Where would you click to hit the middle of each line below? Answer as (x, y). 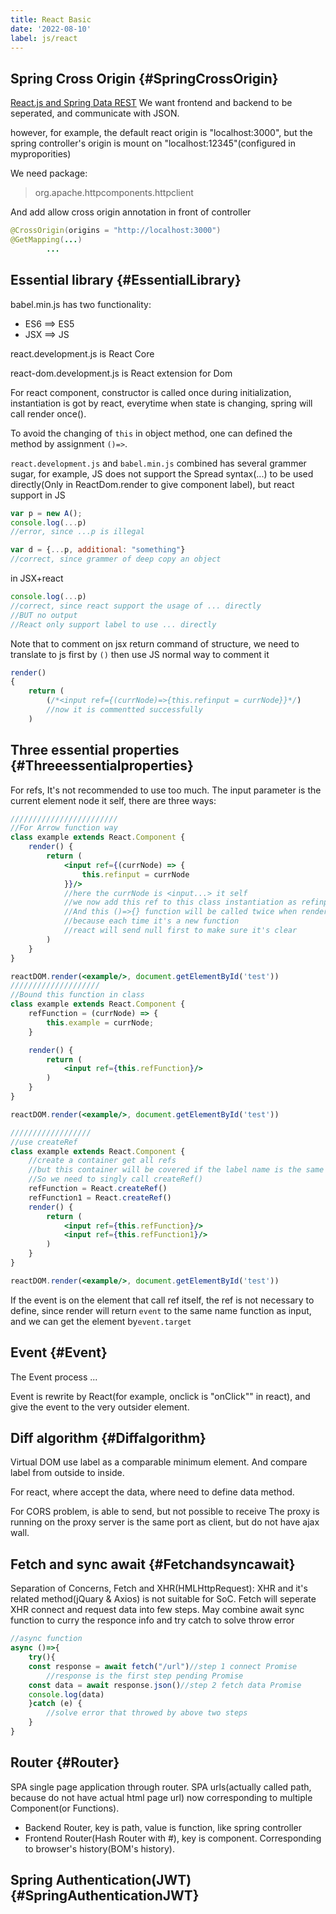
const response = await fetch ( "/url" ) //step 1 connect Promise (163, 1666)
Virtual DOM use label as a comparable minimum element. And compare (159, 1462)
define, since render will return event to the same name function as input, (161, 1310)
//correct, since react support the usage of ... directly (136, 606)
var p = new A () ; (46, 513)
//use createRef (44, 1142)
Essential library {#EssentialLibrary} (126, 280)
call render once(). (48, 413)
